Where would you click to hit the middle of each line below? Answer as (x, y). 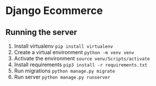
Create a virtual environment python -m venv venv (74, 52)
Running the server (41, 32)
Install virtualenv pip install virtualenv (63, 46)
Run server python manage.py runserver (62, 77)
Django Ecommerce (54, 11)
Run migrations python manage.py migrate (65, 71)
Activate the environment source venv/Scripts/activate (82, 58)
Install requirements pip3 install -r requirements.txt (81, 64)
